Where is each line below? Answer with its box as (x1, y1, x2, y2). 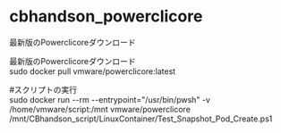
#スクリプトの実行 (9, 84, 78, 95)
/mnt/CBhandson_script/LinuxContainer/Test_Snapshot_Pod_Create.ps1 (9, 113, 273, 124)
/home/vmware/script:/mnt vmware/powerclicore (9, 104, 191, 114)
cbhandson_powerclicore (9, 6, 203, 27)
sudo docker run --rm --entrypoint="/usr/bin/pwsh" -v (9, 94, 210, 104)
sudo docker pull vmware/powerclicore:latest (9, 65, 176, 77)
